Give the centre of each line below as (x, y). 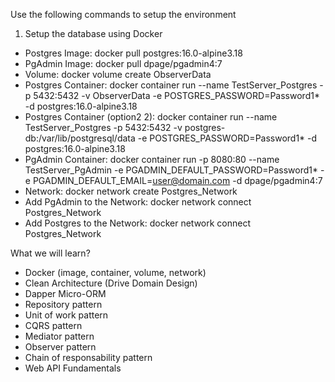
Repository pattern (63, 304)
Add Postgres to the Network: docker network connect (138, 223)
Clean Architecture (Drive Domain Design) (111, 283)
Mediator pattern (59, 336)
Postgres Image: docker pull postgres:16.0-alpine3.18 (133, 53)
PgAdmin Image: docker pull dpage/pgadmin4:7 (123, 63)
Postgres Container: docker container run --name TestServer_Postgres (171, 85)
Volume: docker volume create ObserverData (118, 74)
